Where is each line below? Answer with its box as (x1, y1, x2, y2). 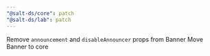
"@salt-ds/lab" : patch (6, 16, 71, 23)
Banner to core (6, 42, 49, 51)
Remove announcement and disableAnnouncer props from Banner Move (6, 35, 204, 43)
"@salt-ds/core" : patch (6, 10, 75, 17)
